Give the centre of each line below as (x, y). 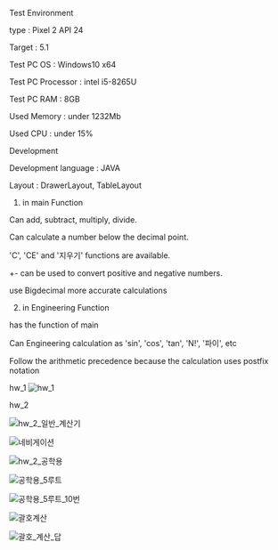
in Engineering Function (65, 307)
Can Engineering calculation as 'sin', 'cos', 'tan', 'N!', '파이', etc (123, 343)
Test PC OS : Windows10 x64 (63, 65)
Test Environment (41, 13)
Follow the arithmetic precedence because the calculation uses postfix (139, 361)
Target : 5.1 (29, 47)
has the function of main (54, 325)
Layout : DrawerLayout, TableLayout (76, 185)
